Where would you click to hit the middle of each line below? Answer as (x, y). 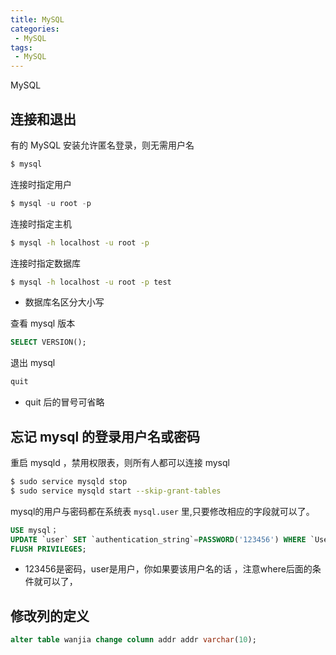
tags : (21, 47)
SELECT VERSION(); (48, 342)
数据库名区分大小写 (64, 302)
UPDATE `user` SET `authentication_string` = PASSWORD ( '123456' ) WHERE (158, 539)
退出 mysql (33, 363)
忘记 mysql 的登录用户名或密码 (105, 436)
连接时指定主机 (41, 223)
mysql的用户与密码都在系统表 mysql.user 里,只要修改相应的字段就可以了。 (162, 511)
